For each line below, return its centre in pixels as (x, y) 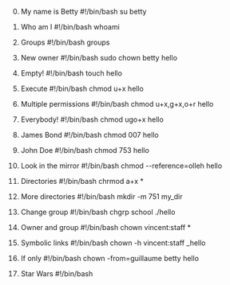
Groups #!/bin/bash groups (65, 42)
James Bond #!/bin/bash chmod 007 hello (89, 135)
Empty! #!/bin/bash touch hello (71, 73)
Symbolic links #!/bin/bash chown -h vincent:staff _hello (113, 243)
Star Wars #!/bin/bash (57, 273)
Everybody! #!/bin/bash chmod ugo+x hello (92, 119)
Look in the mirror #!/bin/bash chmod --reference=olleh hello (121, 166)
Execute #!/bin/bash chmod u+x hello (82, 88)
